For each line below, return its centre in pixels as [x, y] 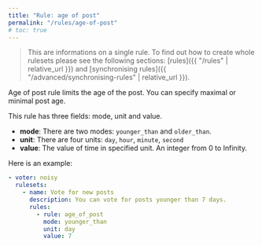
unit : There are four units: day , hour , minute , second [101, 140]
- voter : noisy [33, 178]
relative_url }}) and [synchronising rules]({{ [97, 69]
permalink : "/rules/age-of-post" [63, 23]
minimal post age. [37, 101]
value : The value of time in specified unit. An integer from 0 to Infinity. [133, 148]
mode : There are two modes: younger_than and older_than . [116, 131]
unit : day [59, 229]
